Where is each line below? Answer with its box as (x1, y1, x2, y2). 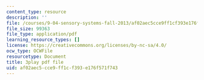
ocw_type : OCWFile (6, 48, 53, 54)
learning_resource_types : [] (6, 37, 80, 43)
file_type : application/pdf (6, 31, 78, 37)
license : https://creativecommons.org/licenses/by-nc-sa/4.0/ (6, 43, 167, 49)
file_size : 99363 (6, 25, 50, 32)
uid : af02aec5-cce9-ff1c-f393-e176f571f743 (6, 64, 118, 71)
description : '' (6, 14, 47, 20)
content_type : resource (6, 8, 67, 15)
